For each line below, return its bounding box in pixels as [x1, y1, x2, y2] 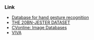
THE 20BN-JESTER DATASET [11, 20, 71, 25]
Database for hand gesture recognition [11, 15, 89, 20]
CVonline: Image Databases [11, 25, 67, 30]
